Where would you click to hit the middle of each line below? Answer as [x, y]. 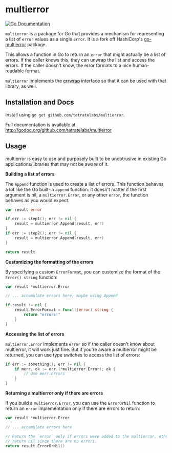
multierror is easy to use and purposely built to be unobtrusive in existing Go [86, 159]
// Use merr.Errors [45, 374]
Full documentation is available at [40, 125]
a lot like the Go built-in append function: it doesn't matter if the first [76, 189]
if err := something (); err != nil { [46, 364]
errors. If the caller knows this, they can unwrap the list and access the [80, 60]
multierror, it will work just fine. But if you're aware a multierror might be [81, 349]
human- [141, 65]
